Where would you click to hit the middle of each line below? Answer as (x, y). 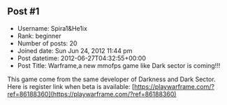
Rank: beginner (39, 36)
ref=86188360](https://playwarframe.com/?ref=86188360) (92, 94)
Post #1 (23, 12)
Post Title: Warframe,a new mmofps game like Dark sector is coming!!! (119, 65)
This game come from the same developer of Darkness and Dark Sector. (111, 79)
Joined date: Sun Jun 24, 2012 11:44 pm (75, 50)
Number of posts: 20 (47, 43)
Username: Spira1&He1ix (52, 28)
